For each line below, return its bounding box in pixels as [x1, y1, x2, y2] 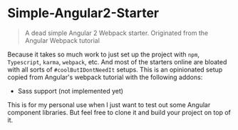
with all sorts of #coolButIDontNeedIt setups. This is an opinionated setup [7, 65, 223, 74]
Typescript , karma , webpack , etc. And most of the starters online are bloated [7, 57, 227, 66]
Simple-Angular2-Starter [7, 5, 159, 21]
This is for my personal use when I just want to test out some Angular [7, 100, 211, 109]
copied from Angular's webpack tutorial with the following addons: [7, 73, 203, 81]
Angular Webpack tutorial [24, 36, 100, 44]
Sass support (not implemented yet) [17, 86, 123, 95]
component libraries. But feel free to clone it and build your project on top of [7, 108, 232, 116]
